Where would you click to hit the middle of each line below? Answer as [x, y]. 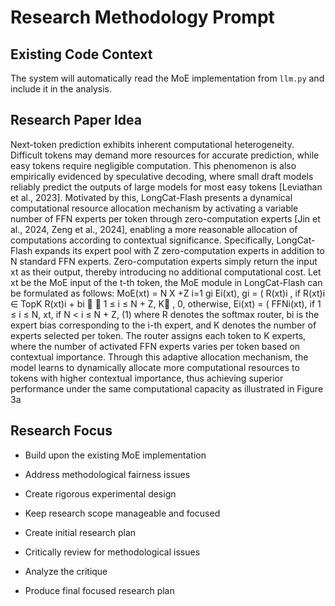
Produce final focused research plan [99, 590]
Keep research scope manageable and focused [122, 513]
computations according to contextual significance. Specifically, [142, 240]
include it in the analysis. [61, 89]
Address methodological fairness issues [107, 474]
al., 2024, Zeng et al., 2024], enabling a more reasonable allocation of [154, 229]
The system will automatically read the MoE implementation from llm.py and [167, 78]
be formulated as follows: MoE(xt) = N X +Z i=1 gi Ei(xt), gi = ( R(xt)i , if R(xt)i [168, 293]
